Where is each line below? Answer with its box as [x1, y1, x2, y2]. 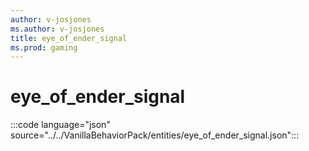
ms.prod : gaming [10, 42, 78, 53]
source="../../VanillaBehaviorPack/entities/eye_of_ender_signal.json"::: [10, 129, 300, 141]
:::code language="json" [10, 119, 111, 131]
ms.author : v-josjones [10, 24, 105, 34]
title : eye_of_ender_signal [10, 33, 128, 43]
